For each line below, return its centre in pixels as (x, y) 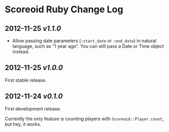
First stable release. (26, 80)
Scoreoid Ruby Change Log (64, 10)
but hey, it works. (23, 124)
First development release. (33, 108)
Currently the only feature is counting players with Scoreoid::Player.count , (84, 119)
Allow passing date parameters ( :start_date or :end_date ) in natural (84, 41)
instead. (21, 52)
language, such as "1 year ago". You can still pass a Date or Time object (88, 46)
